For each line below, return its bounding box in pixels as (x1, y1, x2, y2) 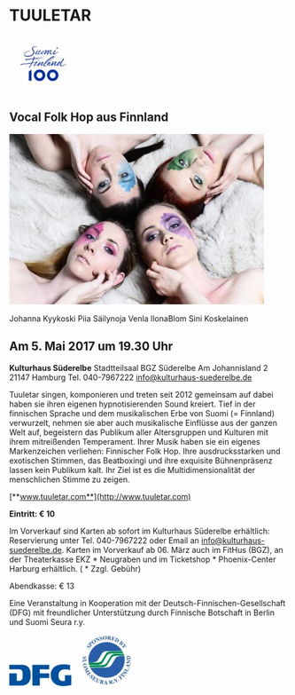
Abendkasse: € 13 (9, 580, 75, 591)
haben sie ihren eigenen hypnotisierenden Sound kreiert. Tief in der (9, 399, 256, 409)
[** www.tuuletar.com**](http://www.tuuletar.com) (9, 491, 191, 502)
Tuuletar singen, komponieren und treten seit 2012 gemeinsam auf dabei (9, 389, 274, 399)
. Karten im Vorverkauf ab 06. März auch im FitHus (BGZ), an (61, 544, 283, 555)
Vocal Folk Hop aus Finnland (9, 110, 169, 125)
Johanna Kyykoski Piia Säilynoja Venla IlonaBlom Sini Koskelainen (9, 312, 249, 324)
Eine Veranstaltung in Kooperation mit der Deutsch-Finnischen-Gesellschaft (9, 597, 286, 608)
